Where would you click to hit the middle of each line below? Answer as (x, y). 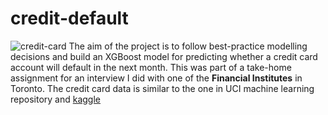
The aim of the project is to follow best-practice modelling (188, 46)
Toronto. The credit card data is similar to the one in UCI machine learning (162, 88)
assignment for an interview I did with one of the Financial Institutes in (156, 78)
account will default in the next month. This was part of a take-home (151, 67)
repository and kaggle (56, 99)
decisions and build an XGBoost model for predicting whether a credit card (164, 56)
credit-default (69, 18)
